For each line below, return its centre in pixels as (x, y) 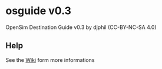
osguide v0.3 (39, 11)
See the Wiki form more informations (50, 60)
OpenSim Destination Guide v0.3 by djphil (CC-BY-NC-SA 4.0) (81, 27)
